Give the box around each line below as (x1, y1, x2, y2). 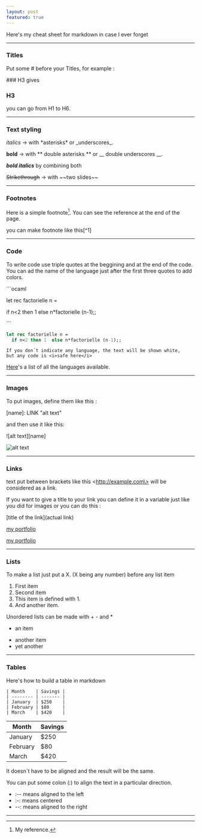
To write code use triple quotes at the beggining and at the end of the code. (6, 261, 193, 268)
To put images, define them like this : (6, 397, 98, 405)
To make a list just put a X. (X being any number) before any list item (6, 571, 175, 578)
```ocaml (6, 285, 27, 292)
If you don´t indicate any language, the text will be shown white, (6, 348, 181, 354)
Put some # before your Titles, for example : (6, 65, 115, 72)
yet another (14, 643, 44, 650)
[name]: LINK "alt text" (6, 409, 62, 416)
